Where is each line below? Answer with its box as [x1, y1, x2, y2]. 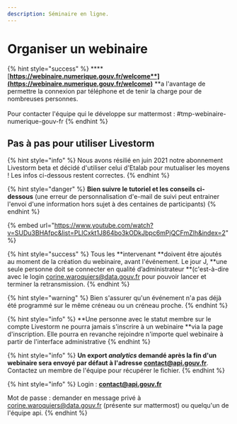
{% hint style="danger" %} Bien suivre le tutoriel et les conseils [7, 185, 196, 193]
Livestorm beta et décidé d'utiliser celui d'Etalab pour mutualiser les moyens [7, 164, 230, 172]
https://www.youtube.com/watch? [54, 221, 154, 230]
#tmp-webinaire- [176, 109, 226, 118]
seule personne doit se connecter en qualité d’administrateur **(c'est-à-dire [7, 265, 229, 273]
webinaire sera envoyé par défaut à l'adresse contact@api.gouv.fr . [7, 359, 209, 367]
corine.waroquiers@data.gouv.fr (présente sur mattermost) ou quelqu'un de [7, 401, 229, 410]
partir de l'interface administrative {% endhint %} [7, 338, 151, 346]
